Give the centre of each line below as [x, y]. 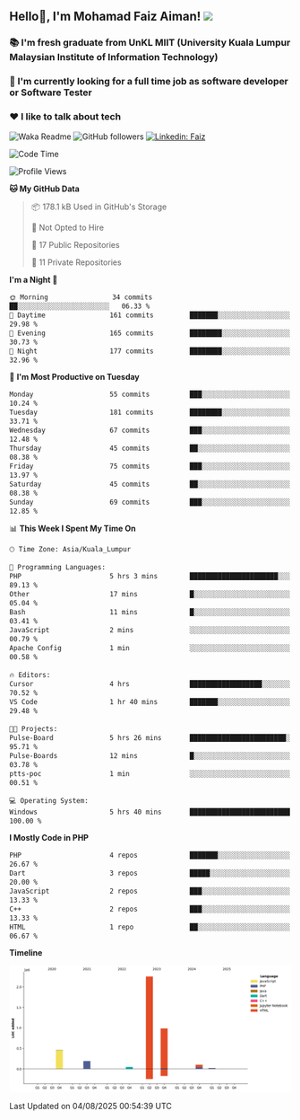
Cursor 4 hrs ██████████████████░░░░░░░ [150, 683]
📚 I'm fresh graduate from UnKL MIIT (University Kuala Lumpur [150, 43]
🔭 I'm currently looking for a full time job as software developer [149, 82]
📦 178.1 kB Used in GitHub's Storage [99, 207]
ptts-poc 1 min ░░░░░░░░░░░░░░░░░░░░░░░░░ [150, 773]
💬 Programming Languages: [57, 567]
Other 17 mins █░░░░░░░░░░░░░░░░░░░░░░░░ [150, 594]
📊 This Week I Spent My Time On [73, 528]
